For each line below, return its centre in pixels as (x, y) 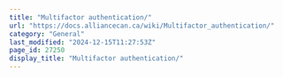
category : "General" (47, 34)
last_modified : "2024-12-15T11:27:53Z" (83, 42)
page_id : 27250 (37, 50)
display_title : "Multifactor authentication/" (96, 58)
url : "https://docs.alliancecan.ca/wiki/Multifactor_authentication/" (142, 26)
